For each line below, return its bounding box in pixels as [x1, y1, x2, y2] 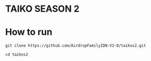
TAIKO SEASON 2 [5, 3, 80, 15]
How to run [5, 26, 53, 38]
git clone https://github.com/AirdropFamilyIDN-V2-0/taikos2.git [5, 43, 146, 48]
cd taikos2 [5, 52, 28, 57]
